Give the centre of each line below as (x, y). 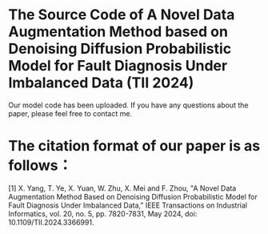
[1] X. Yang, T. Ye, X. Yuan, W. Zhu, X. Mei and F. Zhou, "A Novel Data (122, 188)
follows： (40, 165)
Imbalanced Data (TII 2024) (101, 83)
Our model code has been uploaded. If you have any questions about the (128, 105)
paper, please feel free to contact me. (70, 113)
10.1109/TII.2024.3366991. (51, 222)
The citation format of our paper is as (134, 146)
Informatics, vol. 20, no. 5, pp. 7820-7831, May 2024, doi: (103, 213)
